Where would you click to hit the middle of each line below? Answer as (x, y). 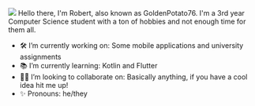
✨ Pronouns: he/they (54, 93)
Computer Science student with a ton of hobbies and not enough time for (127, 21)
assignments (40, 57)
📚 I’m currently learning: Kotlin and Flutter (88, 66)
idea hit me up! (44, 85)
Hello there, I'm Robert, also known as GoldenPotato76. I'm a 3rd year (131, 13)
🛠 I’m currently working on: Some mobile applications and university (131, 46)
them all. (22, 30)
